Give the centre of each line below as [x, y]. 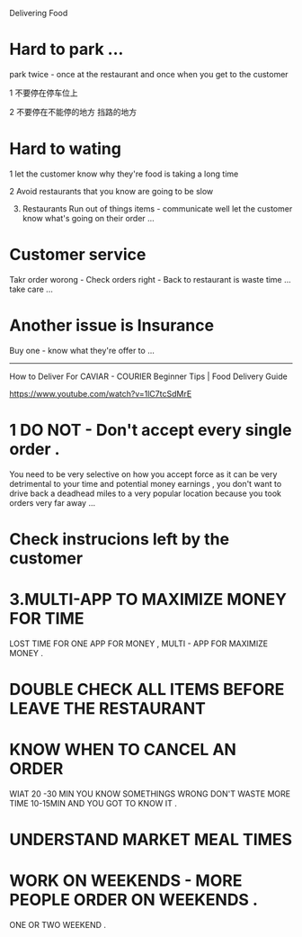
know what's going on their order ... [88, 218]
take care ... [31, 289]
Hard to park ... [67, 50]
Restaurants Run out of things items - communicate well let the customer [157, 208]
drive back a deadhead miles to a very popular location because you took [145, 493]
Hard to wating [65, 149]
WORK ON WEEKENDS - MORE [126, 881]
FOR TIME [47, 619]
